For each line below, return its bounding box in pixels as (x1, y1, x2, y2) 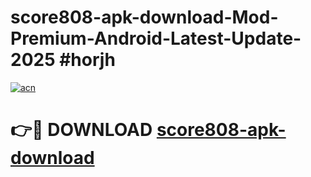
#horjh (59, 49, 116, 71)
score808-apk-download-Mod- (10, 6, 279, 29)
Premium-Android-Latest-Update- (10, 27, 302, 50)
